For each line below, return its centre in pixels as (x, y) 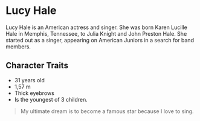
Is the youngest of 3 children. (51, 99)
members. (18, 47)
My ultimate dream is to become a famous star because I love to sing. (107, 111)
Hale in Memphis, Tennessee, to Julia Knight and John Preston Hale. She (96, 33)
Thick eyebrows (34, 93)
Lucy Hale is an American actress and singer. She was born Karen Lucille (97, 27)
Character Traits (37, 66)
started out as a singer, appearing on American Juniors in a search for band (100, 40)
